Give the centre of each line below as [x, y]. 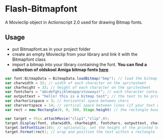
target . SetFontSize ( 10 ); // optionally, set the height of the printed [79, 127]
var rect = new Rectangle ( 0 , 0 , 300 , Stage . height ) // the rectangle [77, 110]
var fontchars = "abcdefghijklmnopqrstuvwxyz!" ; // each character [75, 92]
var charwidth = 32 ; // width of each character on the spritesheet [76, 83]
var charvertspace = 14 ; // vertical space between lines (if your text [80, 105]
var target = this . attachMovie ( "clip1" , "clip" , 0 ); [57, 118]
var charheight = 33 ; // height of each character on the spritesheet [78, 87]
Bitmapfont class [29, 59]
